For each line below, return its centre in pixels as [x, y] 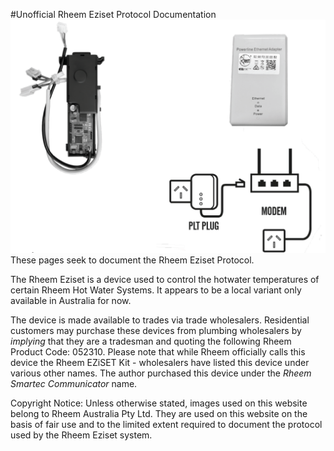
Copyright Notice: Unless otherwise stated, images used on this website [159, 403]
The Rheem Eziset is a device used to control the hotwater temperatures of [165, 280]
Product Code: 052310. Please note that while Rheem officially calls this [158, 352]
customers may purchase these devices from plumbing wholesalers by [156, 331]
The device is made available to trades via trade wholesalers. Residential [160, 320]
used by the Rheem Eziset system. [81, 435]
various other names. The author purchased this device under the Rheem [161, 373]
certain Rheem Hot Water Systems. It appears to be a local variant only [156, 290]
